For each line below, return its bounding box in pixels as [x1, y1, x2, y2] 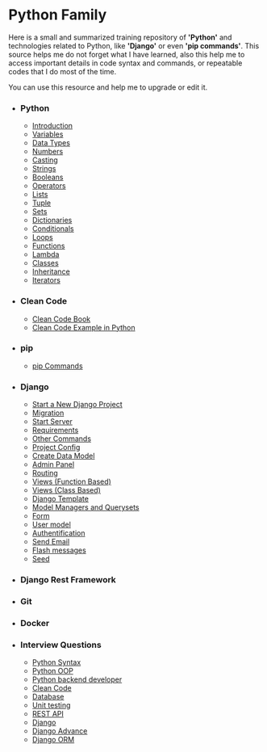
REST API [31, 709, 65, 719]
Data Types [31, 138, 71, 148]
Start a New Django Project [31, 400, 123, 410]
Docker [19, 617, 50, 628]
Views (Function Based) [31, 477, 111, 486]
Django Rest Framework [19, 574, 117, 586]
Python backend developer [31, 674, 123, 684]
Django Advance [31, 726, 88, 736]
